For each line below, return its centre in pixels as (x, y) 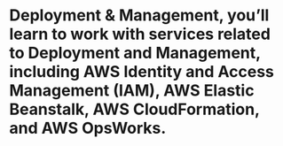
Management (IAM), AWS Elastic (132, 91)
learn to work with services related (140, 34)
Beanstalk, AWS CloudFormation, (134, 109)
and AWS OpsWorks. (88, 128)
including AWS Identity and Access (142, 72)
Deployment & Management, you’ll (139, 15)
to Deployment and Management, (135, 53)
